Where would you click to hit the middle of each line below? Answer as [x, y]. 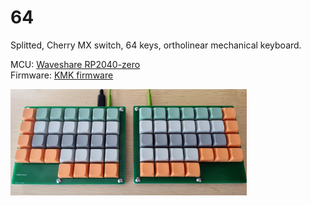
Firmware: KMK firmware [62, 75]
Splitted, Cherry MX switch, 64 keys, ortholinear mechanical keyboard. [156, 45]
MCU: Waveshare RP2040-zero [75, 64]
